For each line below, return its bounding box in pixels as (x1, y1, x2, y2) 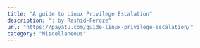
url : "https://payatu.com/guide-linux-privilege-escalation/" (7, 23, 194, 30)
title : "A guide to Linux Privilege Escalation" (7, 10, 153, 18)
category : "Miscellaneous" (7, 30, 87, 37)
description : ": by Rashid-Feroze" (7, 17, 112, 24)
